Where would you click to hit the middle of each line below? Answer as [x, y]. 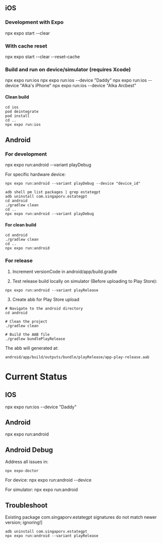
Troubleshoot [27, 505]
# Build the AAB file [27, 334]
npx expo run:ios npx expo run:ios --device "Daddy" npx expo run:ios [76, 80]
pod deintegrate [22, 112]
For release [19, 261]
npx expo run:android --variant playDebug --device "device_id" [73, 184]
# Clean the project [27, 322]
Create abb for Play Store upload [46, 299]
